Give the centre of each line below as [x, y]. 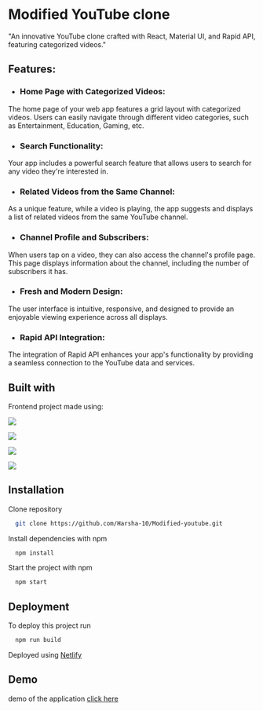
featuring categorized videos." [57, 44]
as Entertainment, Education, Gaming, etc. [76, 125]
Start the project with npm [50, 568]
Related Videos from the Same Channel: [97, 192]
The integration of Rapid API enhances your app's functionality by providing [131, 354]
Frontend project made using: [56, 406]
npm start [31, 582]
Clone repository [35, 509]
